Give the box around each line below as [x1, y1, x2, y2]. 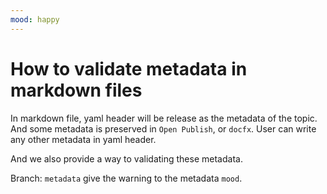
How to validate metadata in [10, 57, 248, 80]
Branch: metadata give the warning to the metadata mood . [10, 172, 243, 184]
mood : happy [10, 14, 60, 25]
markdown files [10, 79, 143, 101]
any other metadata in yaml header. [10, 133, 157, 145]
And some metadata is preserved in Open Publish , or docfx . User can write [10, 122, 317, 135]
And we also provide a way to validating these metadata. [10, 152, 243, 165]
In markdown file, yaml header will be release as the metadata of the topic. [10, 112, 318, 124]
